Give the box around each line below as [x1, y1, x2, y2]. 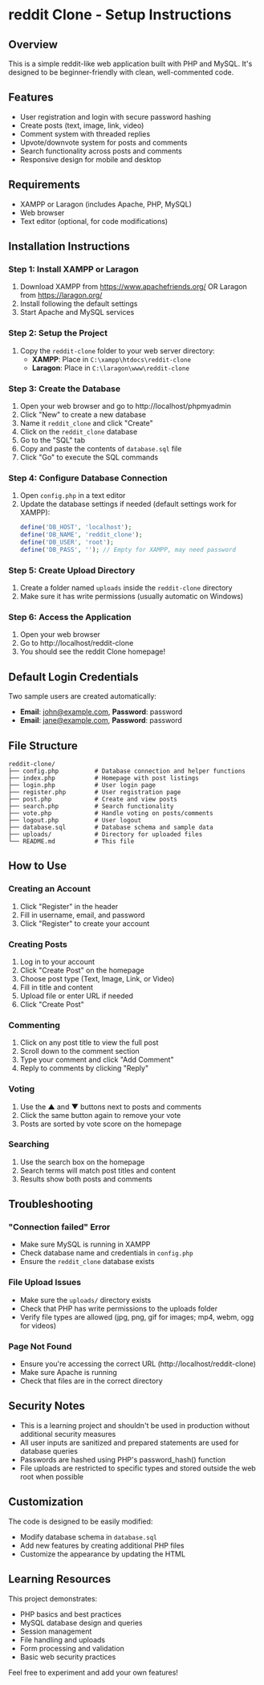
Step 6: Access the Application [8, 611, 132, 622]
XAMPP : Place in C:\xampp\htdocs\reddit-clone [31, 354, 191, 364]
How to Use [8, 859, 67, 873]
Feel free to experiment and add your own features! [8, 1667, 179, 1677]
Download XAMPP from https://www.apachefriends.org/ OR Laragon [19, 282, 247, 292]
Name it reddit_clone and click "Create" [19, 418, 154, 427]
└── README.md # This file [8, 837, 135, 845]
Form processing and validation [19, 1643, 124, 1653]
